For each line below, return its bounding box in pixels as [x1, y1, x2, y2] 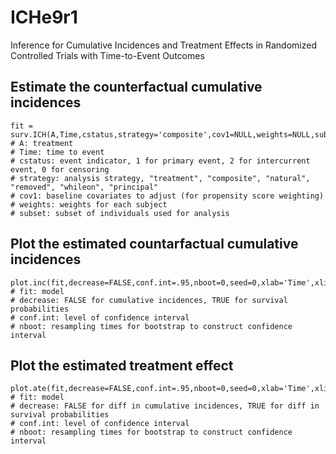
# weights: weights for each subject [10, 199, 168, 210]
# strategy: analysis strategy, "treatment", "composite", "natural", [10, 173, 311, 183]
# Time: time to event [10, 147, 105, 157]
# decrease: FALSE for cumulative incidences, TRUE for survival [10, 295, 288, 305]
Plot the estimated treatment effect [10, 357, 234, 374]
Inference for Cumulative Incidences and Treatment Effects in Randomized [10, 39, 317, 51]
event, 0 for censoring [10, 164, 110, 175]
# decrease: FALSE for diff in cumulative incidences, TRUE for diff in [10, 401, 320, 411]
